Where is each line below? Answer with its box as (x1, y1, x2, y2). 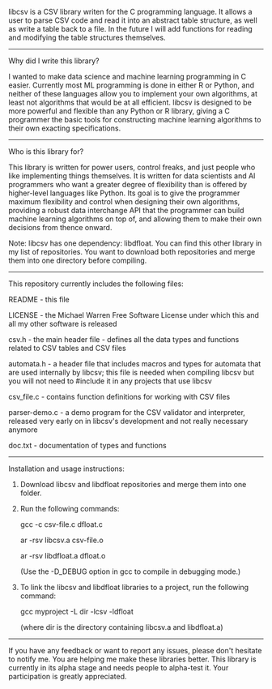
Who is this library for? (8, 147, 84, 156)
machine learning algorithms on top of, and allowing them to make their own (8, 214, 261, 224)
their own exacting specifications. (8, 123, 121, 133)
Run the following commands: (19, 504, 120, 513)
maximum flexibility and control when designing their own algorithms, (8, 197, 240, 206)
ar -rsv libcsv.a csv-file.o (19, 535, 104, 545)
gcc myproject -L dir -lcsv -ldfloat (19, 607, 134, 616)
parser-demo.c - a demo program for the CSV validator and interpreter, (8, 408, 245, 417)
